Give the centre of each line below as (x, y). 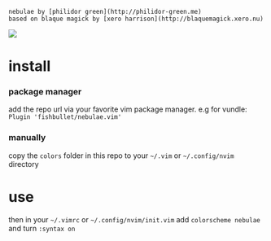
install (30, 66)
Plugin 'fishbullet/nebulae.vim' (65, 117)
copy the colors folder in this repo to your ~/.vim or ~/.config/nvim (121, 156)
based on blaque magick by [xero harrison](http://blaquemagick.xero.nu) (136, 19)
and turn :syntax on (42, 228)
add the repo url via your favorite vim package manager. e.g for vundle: (128, 109)
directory (24, 164)
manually (27, 138)
